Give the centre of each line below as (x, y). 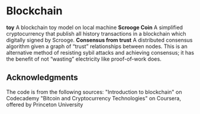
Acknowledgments (42, 77)
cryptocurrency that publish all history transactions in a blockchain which (96, 33)
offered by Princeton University (45, 104)
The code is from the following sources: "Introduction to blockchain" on (94, 92)
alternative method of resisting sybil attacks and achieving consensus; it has (100, 52)
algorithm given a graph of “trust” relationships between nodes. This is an (97, 46)
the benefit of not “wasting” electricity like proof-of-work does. (84, 59)
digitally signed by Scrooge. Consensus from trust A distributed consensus (99, 40)
